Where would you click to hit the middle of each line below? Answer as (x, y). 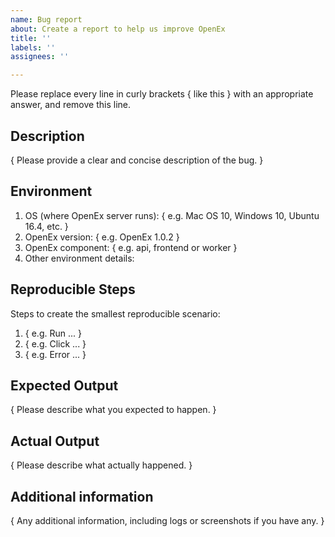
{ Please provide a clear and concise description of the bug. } (137, 160)
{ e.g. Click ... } (55, 343)
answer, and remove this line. (71, 105)
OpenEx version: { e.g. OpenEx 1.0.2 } (102, 237)
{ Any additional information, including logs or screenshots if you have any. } (167, 520)
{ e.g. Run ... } (53, 333)
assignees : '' (40, 57)
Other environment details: (79, 258)
